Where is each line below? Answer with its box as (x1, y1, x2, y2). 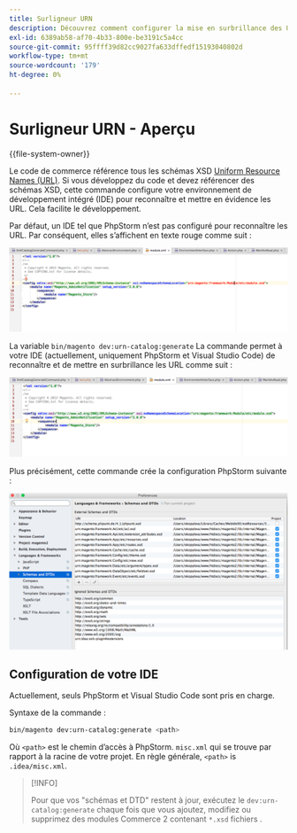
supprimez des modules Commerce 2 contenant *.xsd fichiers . (30, 814, 263, 824)
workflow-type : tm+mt (9, 51, 89, 61)
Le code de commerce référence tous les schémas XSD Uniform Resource (9, 165, 280, 176)
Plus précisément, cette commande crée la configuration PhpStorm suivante (9, 465, 287, 476)
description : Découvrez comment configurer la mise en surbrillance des (9, 23, 283, 33)
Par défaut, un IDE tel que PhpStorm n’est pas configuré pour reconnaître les (9, 220, 288, 230)
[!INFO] (30, 778, 58, 789)
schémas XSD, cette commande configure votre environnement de (9, 184, 252, 195)
